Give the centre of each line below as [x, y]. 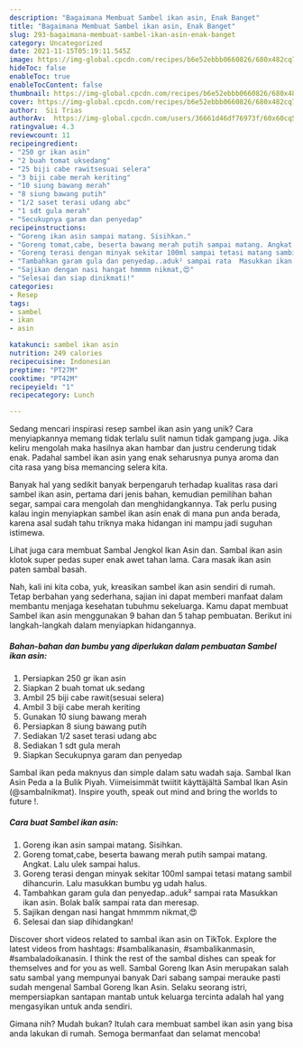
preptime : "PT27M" [44, 370]
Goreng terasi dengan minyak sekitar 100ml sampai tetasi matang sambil [157, 874]
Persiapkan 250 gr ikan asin [74, 678]
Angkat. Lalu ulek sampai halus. [81, 865]
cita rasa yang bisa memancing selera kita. [89, 467]
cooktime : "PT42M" [44, 379]
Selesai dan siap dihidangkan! [78, 922]
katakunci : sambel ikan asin [64, 345]
